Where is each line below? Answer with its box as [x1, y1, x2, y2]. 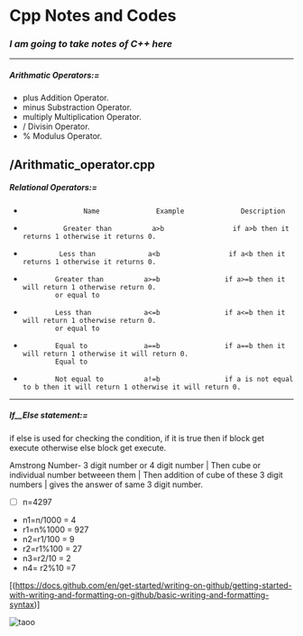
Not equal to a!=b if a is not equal [55, 374, 294, 383]
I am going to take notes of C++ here [9, 38, 173, 51]
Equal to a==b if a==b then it [55, 341, 286, 350]
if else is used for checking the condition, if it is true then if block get [9, 432, 264, 443]
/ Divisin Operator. [22, 121, 90, 132]
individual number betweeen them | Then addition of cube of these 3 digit [9, 469, 284, 480]
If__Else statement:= [9, 410, 88, 420]
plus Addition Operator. [22, 92, 109, 104]
